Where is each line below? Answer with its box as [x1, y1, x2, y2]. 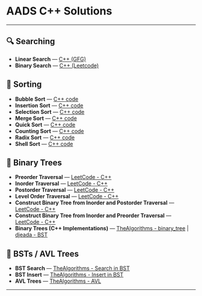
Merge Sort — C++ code [14, 115, 77, 122]
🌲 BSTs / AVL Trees [6, 248, 79, 259]
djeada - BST [14, 231, 48, 239]
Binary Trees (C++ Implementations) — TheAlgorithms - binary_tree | [14, 225, 189, 232]
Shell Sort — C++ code [14, 140, 73, 147]
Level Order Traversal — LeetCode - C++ [14, 193, 119, 200]
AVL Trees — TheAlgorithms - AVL [14, 277, 102, 285]
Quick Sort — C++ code [14, 121, 76, 128]
